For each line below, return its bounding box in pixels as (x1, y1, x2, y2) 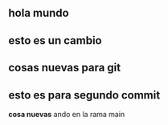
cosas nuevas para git (8, 61, 121, 75)
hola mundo (8, 6, 70, 20)
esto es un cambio (8, 34, 102, 47)
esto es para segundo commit (8, 88, 161, 102)
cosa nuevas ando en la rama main (8, 109, 125, 119)
